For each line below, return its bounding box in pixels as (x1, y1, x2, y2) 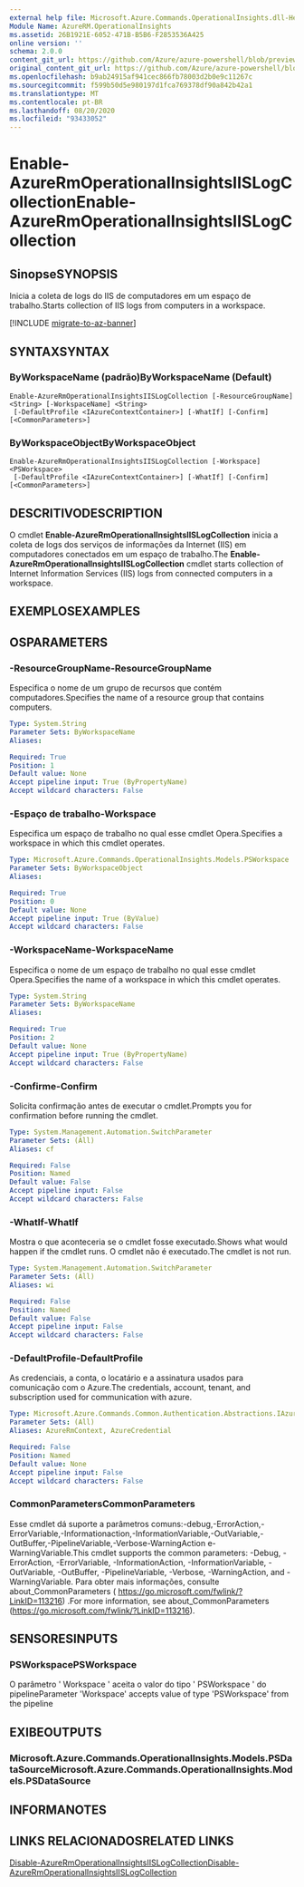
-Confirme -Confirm (9, 1079, 98, 1092)
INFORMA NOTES (9, 1803, 107, 1818)
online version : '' (9, 38, 83, 48)
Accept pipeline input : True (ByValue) (9, 914, 160, 923)
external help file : (9, 13, 88, 23)
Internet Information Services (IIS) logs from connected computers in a (9, 567, 273, 578)
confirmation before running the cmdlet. (9, 1109, 158, 1120)
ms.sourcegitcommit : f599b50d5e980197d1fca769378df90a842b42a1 (9, 81, 253, 90)
